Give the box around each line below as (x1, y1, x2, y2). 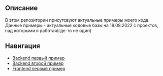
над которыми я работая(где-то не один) (5, 27, 92, 34)
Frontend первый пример (12, 65, 65, 71)
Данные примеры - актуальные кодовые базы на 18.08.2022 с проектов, (5, 22, 159, 28)
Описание (5, 4, 38, 12)
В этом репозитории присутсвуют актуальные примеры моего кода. (5, 17, 150, 23)
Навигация (5, 42, 40, 50)
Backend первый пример (12, 55, 65, 61)
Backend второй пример (12, 60, 64, 66)
